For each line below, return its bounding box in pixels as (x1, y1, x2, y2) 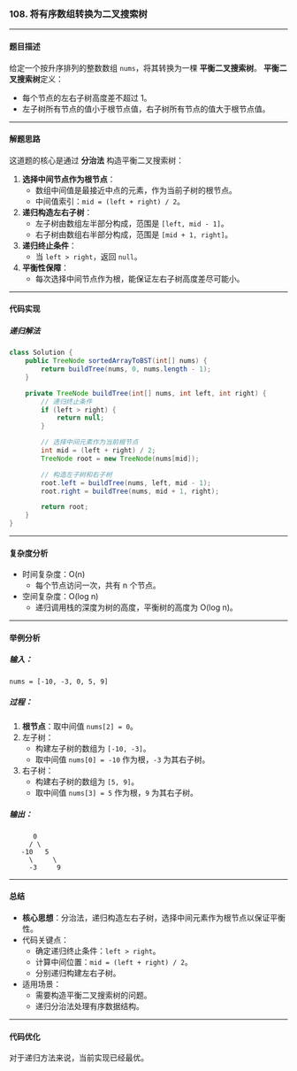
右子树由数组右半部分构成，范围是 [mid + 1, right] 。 (34, 228, 233, 240)
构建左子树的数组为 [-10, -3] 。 (34, 743, 151, 753)
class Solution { (9, 348, 73, 358)
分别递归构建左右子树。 (34, 967, 121, 978)
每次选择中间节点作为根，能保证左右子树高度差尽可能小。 (34, 273, 245, 284)
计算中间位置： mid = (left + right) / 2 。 (34, 956, 193, 967)
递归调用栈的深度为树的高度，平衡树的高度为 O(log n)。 (34, 602, 239, 613)
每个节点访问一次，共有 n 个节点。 (34, 580, 161, 590)
